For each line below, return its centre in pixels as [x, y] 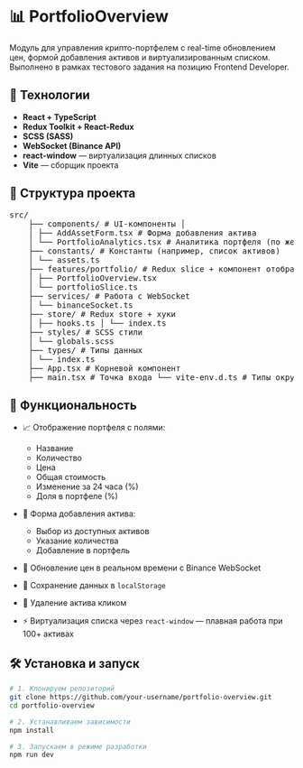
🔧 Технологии [50, 95]
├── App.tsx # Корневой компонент [105, 368]
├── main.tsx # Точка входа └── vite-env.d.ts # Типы [150, 377]
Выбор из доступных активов [92, 532]
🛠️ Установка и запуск [74, 663]
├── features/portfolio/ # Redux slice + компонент [145, 269]
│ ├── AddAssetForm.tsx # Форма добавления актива [142, 233]
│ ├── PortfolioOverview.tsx [93, 278]
